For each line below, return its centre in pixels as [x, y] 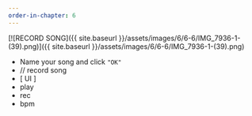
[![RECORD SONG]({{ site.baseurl [63, 38]
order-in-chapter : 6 [42, 15]
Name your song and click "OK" [71, 62]
